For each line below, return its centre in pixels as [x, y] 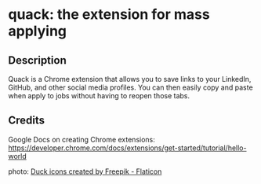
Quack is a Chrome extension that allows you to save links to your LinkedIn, [130, 79]
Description [37, 60]
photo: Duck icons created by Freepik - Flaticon [85, 171]
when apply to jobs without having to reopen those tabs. [99, 96]
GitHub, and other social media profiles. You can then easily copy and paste [130, 87]
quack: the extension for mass [109, 15]
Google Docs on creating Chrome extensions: [82, 139]
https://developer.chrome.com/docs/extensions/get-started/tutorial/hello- [127, 148]
